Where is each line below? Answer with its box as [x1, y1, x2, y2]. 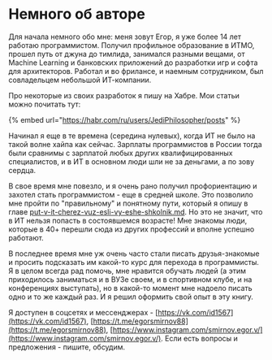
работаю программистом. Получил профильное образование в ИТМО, [8, 40, 255, 50]
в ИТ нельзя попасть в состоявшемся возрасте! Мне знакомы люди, [8, 215, 248, 225]
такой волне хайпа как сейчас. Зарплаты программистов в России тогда [8, 139, 262, 149]
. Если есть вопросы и [161, 333, 238, 343]
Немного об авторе [8, 5, 146, 24]
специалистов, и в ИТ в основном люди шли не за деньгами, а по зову [8, 156, 255, 167]
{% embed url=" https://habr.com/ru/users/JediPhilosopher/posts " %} [8, 115, 241, 124]
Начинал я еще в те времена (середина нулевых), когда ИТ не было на [8, 131, 256, 141]
